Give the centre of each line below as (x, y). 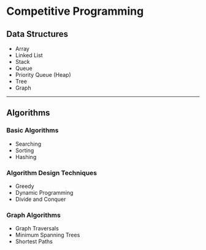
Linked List (29, 55)
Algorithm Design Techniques (51, 173)
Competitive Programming (75, 11)
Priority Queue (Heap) (43, 75)
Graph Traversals (37, 229)
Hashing (26, 157)
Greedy (25, 186)
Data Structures (37, 34)
